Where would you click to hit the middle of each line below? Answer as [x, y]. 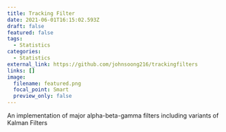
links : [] [21, 70]
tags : [15, 39]
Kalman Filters [27, 123]
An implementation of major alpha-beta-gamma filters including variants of [113, 116]
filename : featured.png [47, 83]
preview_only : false [43, 96]
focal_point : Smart [41, 90]
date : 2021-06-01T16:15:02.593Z [53, 20]
